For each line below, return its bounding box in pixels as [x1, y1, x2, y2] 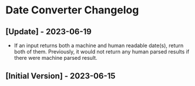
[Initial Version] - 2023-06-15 [5, 71, 116, 81]
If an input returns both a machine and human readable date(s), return [14, 42, 184, 49]
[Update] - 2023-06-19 [5, 27, 92, 37]
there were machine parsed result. [14, 55, 97, 61]
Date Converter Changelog [5, 3, 139, 17]
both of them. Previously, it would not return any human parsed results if [14, 48, 190, 55]
